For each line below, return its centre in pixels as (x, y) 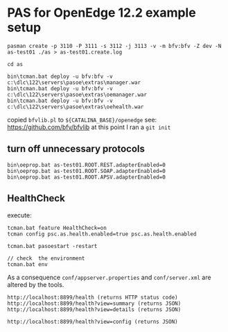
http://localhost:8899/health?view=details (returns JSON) (94, 309)
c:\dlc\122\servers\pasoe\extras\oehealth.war (76, 107)
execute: (20, 215)
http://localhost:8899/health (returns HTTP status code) (93, 297)
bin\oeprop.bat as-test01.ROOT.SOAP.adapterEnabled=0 (87, 171)
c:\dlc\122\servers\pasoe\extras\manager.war (74, 82)
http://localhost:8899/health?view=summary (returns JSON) (94, 304)
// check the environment (46, 258)
